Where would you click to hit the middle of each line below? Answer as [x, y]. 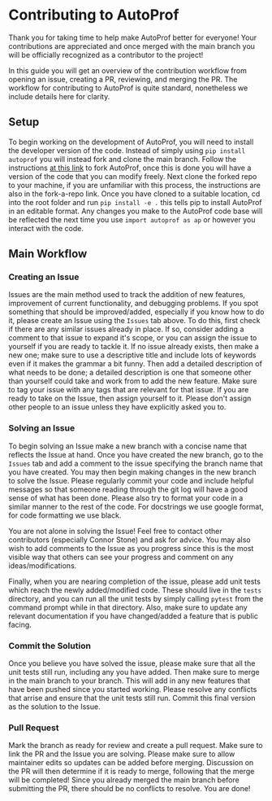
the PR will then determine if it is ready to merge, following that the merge [132, 772]
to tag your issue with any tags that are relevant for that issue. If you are [129, 390]
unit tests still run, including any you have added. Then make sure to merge [134, 672]
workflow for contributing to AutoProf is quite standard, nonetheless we [128, 88]
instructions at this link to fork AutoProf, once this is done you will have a [130, 168]
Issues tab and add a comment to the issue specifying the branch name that [136, 463]
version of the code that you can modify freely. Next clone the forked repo [133, 176]
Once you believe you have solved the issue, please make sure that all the [132, 663]
